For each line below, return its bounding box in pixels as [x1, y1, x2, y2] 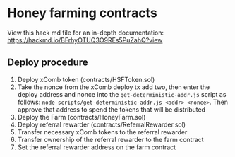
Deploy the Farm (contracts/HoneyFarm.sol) [17, 112, 146, 121]
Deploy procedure [7, 57, 88, 69]
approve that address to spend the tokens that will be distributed [17, 105, 206, 114]
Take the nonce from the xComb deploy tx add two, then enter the [17, 83, 210, 91]
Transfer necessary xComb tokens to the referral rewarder [17, 127, 188, 136]
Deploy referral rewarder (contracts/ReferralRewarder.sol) [17, 120, 186, 129]
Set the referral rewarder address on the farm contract [17, 143, 176, 151]
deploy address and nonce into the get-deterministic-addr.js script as [17, 90, 227, 98]
